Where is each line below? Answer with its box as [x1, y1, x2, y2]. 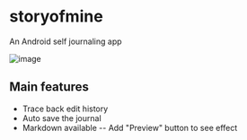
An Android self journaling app [9, 36, 123, 47]
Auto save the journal [22, 112, 101, 123]
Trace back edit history [22, 103, 109, 114]
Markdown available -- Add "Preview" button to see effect [22, 122, 238, 133]
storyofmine [9, 6, 103, 27]
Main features [9, 79, 90, 95]
